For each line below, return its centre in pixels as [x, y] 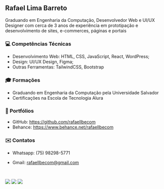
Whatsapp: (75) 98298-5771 [41, 153]
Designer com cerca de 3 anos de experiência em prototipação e [72, 25]
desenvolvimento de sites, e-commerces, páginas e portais [66, 31]
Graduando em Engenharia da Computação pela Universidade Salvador [85, 93]
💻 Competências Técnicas [38, 44]
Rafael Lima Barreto [36, 8]
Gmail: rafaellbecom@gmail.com [46, 162]
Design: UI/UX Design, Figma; [43, 62]
